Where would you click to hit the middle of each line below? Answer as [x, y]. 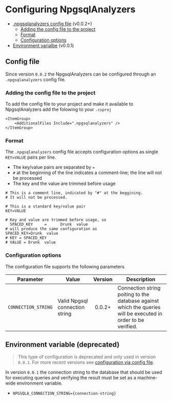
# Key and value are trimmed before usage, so [56, 220]
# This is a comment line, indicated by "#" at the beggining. [74, 193]
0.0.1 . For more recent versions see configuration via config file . [86, 362]
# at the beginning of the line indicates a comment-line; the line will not [87, 173]
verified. [127, 326]
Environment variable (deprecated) [62, 345]
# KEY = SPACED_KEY [26, 238]
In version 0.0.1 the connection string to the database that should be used [84, 372]
